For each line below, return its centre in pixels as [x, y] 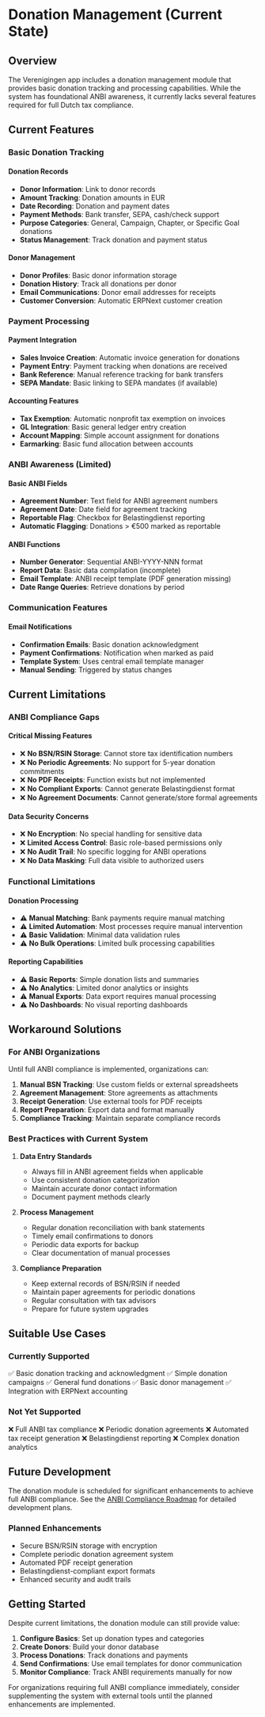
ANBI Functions [34, 544]
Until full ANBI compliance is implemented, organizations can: [109, 1069]
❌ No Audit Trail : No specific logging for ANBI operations [113, 852]
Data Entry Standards [56, 1156]
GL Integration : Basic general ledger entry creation [103, 427]
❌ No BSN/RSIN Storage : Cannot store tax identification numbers [126, 754]
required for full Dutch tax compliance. [71, 105]
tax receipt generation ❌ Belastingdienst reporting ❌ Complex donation [124, 1438]
